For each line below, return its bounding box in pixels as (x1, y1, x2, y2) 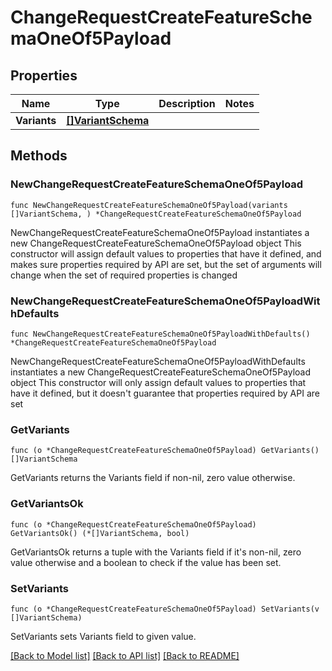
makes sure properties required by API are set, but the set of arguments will (10, 258, 322, 270)
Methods (10, 147, 68, 165)
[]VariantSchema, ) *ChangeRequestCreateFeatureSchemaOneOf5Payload (10, 209, 302, 219)
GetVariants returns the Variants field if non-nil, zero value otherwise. (10, 472, 296, 484)
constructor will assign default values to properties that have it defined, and (10, 247, 322, 260)
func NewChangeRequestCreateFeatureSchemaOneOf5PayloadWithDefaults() (10, 329, 311, 339)
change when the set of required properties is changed (10, 269, 238, 281)
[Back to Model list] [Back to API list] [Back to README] (10, 649, 240, 661)
